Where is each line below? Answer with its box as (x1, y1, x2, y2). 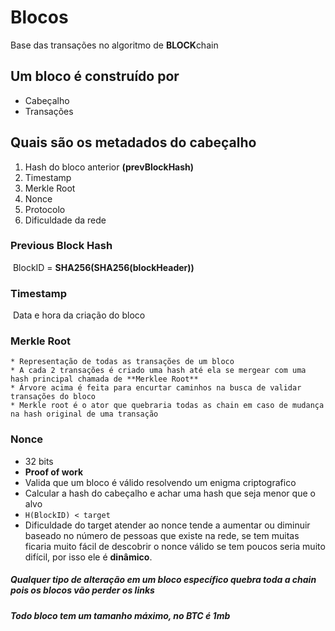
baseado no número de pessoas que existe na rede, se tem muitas (24, 529, 300, 541)
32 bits (24, 455, 54, 467)
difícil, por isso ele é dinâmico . (24, 551, 153, 563)
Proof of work (24, 466, 84, 478)
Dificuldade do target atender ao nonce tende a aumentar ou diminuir (24, 519, 311, 531)
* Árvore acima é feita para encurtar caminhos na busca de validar (10, 383, 302, 393)
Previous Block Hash (10, 239, 113, 253)
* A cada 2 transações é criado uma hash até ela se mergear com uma (10, 366, 307, 376)
